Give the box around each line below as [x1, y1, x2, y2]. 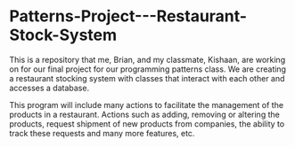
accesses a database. [9, 82, 90, 93]
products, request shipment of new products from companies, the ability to [9, 118, 285, 129]
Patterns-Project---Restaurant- [9, 6, 248, 27]
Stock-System [9, 25, 118, 45]
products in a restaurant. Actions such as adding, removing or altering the [9, 109, 281, 120]
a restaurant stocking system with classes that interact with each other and [9, 73, 285, 83]
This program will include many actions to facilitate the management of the [9, 99, 283, 110]
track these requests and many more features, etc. [9, 128, 195, 138]
